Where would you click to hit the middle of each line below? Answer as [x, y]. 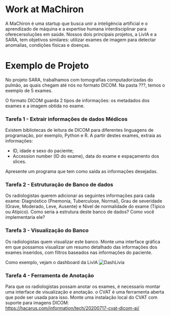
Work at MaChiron [45, 9]
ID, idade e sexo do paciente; [43, 151]
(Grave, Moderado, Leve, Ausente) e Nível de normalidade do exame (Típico [85, 207]
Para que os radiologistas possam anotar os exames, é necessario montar [83, 286]
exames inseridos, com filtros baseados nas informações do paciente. [79, 252]
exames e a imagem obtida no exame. [45, 106]
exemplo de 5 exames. [29, 91]
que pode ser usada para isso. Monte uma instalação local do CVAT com [81, 297]
